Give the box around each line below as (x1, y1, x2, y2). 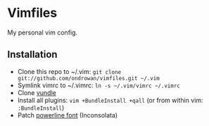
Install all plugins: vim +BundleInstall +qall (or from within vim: (17, 96, 203, 104)
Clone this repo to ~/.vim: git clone (17, 67, 122, 75)
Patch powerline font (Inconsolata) (17, 111, 118, 119)
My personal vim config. (7, 28, 78, 37)
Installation (7, 49, 58, 61)
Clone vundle (17, 88, 56, 96)
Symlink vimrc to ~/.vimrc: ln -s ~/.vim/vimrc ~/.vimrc (17, 81, 181, 89)
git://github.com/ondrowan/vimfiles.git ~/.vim (17, 75, 160, 82)
